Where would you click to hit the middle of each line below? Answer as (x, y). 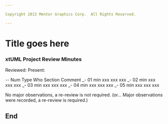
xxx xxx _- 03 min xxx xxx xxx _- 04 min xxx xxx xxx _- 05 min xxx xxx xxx (82, 85)
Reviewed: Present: (25, 70)
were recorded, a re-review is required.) (47, 100)
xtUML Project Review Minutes (44, 59)
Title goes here (37, 43)
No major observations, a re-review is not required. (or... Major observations (84, 95)
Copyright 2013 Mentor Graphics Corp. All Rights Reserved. (71, 14)
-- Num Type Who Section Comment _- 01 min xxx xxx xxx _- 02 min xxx (80, 80)
